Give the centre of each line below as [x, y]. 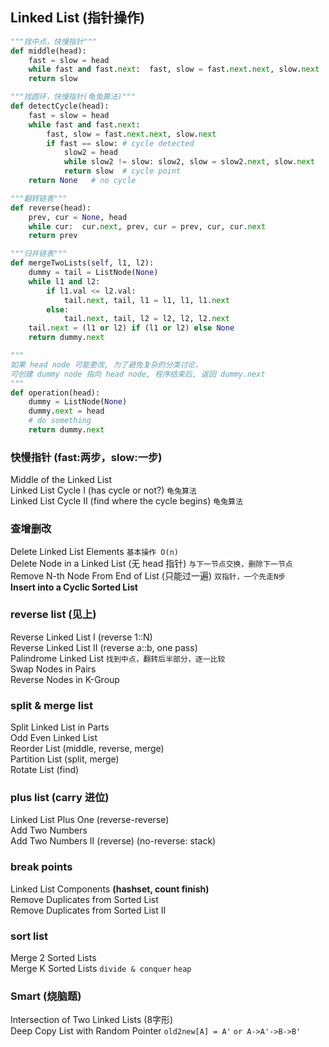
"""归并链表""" [39, 254]
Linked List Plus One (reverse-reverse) [90, 820]
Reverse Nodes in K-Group [65, 679]
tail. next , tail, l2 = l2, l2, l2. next [146, 319]
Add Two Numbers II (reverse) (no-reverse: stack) [113, 841]
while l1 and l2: [64, 281]
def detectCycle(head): [60, 106]
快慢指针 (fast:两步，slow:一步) [86, 457]
